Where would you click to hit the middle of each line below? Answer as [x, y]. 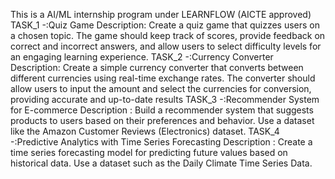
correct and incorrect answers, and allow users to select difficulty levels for [166, 46]
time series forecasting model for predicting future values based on [149, 152]
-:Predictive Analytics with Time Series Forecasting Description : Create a [161, 142]
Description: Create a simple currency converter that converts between [157, 67]
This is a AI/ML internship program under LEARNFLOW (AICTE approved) [161, 14]
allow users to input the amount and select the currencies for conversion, [161, 88]
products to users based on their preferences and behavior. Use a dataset [162, 120]
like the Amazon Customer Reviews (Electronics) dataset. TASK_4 [145, 131]
